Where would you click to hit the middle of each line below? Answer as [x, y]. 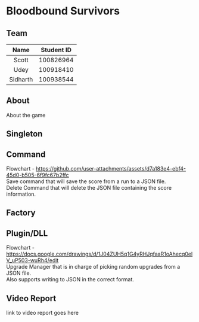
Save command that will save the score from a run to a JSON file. [86, 181]
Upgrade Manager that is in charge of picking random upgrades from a [93, 267]
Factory [21, 213]
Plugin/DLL [27, 233]
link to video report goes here [43, 313]
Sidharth [21, 79]
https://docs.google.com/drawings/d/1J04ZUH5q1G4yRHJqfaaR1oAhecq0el [99, 254]
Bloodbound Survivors [63, 11]
